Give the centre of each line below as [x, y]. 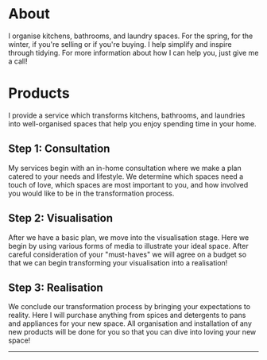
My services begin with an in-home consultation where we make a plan [125, 168]
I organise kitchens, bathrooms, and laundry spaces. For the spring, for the [131, 36]
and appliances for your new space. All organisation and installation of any [130, 323]
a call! [18, 61]
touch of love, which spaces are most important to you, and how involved [128, 184]
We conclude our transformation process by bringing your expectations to [130, 307]
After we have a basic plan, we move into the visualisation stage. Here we [129, 237]
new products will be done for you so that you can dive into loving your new [132, 332]
